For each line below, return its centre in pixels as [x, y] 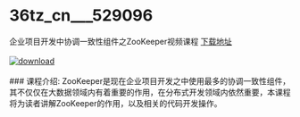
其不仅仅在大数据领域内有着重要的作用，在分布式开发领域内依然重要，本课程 [150, 92]
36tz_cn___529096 [81, 16]
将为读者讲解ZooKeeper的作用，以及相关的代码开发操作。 [116, 103]
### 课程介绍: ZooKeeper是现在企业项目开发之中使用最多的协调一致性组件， [150, 80]
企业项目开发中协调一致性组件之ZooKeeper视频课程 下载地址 [121, 41]
